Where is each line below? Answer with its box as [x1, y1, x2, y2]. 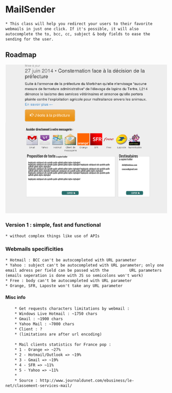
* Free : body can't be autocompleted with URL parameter [5, 278, 132, 284]
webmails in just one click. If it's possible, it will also [5, 26, 139, 31]
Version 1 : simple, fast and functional [5, 221, 101, 228]
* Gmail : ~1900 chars [14, 316, 63, 322]
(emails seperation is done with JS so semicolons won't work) [5, 273, 144, 278]
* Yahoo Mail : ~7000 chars [14, 322, 74, 327]
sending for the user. [5, 36, 54, 42]
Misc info [5, 294, 26, 300]
